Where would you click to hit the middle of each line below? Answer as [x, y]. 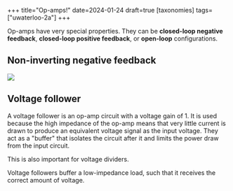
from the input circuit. [39, 146]
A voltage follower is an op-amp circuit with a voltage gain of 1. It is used [112, 115]
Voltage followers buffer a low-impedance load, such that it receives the [112, 172]
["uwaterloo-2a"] [32, 17]
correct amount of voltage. [46, 180]
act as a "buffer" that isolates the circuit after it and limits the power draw [113, 138]
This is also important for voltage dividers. [68, 159]
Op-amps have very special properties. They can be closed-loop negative [115, 31]
